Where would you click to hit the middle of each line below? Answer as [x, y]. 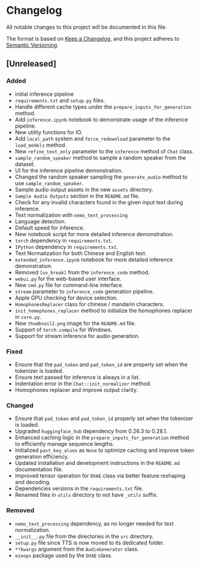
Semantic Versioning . [32, 45]
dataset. [25, 164]
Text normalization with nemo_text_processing [71, 215]
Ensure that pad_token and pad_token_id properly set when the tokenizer [104, 419]
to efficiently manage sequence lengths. [65, 444]
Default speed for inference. [50, 228]
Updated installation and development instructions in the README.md [97, 463]
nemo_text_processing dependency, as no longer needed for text [94, 523]
